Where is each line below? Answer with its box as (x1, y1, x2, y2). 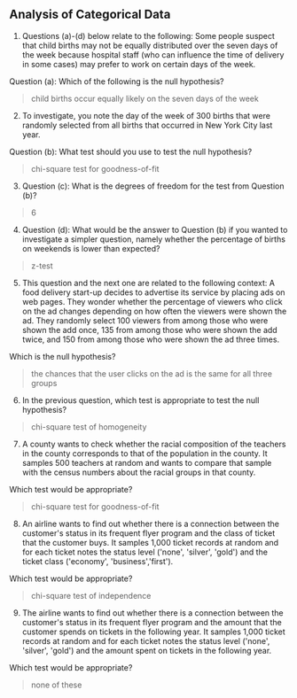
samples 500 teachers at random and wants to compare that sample (21, 457, 272, 468)
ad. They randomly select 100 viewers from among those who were (21, 314, 269, 326)
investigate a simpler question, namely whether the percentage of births (21, 234, 286, 244)
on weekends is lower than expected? (21, 243, 160, 253)
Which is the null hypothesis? (9, 351, 116, 361)
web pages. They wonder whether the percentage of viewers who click (21, 296, 283, 306)
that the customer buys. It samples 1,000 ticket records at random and (21, 537, 279, 547)
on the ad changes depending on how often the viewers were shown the (21, 306, 287, 316)
